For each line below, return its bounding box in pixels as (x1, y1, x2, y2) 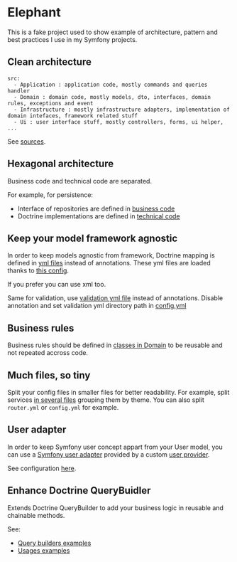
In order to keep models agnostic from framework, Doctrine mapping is (7, 251, 215, 260)
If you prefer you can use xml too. (7, 280, 106, 289)
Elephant (7, 4, 62, 21)
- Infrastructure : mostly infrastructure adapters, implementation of (13, 106, 231, 113)
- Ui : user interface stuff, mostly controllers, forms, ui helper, (13, 118, 224, 125)
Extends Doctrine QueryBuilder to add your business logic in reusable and (7, 503, 224, 512)
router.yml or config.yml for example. (7, 403, 119, 411)
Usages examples (17, 546, 70, 555)
